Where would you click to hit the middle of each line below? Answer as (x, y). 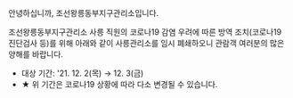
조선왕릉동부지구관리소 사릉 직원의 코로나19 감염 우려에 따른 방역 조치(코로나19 (145, 32)
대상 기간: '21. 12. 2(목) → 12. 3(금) (82, 73)
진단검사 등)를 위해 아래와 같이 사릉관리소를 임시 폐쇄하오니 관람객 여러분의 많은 (146, 43)
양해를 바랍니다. (36, 54)
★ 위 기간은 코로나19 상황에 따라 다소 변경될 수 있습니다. (119, 84)
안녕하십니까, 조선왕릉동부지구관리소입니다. (84, 13)
